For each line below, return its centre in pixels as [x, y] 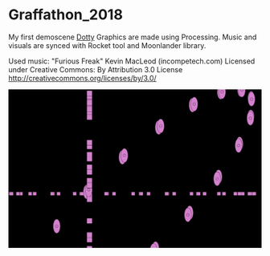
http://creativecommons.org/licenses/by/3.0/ [82, 78]
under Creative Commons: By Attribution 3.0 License [96, 69]
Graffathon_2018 [65, 15]
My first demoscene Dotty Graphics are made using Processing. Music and [133, 37]
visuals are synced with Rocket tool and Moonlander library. [107, 45]
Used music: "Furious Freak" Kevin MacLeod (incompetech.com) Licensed [132, 61]
